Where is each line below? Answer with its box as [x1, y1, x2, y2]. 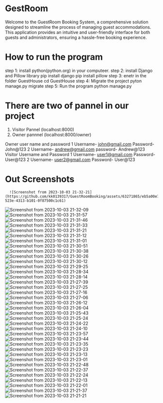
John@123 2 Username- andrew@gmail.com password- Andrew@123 [5, 146, 146, 152]
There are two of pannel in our [5, 100, 129, 111]
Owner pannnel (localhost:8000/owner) [12, 132, 92, 138]
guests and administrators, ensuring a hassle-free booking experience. [5, 35, 147, 40]
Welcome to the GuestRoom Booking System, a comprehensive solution [5, 19, 149, 25]
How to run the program [5, 52, 103, 63]
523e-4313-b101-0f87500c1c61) [5, 198, 66, 203]
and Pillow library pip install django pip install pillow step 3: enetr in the [5, 72, 147, 78]
